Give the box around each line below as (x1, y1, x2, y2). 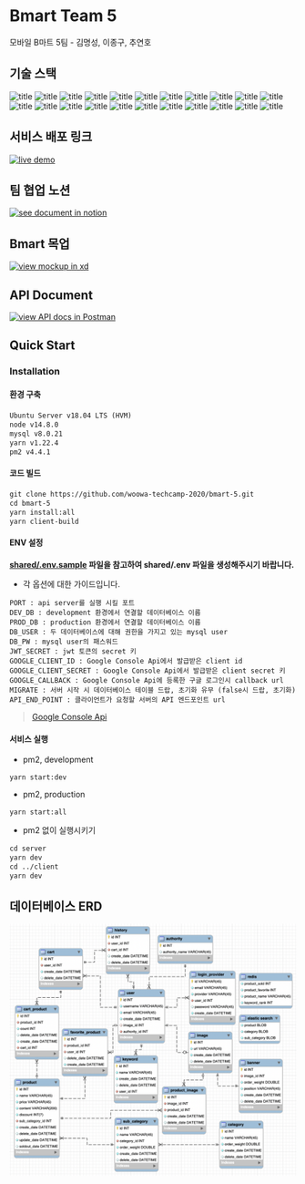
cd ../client (9, 862, 59, 871)
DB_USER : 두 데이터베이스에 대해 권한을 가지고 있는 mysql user (9, 627, 229, 636)
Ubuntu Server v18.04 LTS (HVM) (9, 411, 132, 420)
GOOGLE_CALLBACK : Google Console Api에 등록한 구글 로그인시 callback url (9, 675, 284, 685)
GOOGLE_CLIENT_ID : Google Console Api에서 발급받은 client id (9, 656, 243, 665)
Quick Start (9, 338, 76, 354)
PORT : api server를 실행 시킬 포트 (9, 598, 135, 607)
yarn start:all (9, 808, 67, 817)
